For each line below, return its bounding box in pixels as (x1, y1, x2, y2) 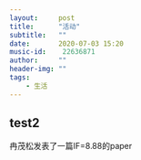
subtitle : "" (9, 30, 67, 39)
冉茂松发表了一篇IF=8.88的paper (9, 141, 133, 152)
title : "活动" (9, 22, 81, 31)
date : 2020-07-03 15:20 (9, 38, 125, 48)
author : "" (9, 56, 67, 65)
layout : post (9, 13, 76, 23)
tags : (9, 73, 30, 82)
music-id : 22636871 (9, 48, 96, 57)
